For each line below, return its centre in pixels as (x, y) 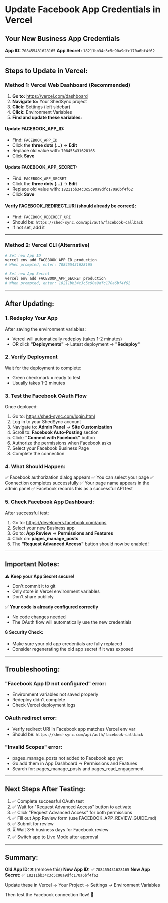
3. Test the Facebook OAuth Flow (46, 396)
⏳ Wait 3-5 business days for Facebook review (60, 829)
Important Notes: (32, 564)
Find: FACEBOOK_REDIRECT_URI (42, 217)
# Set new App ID (23, 256)
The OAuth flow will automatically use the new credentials (72, 622)
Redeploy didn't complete (39, 700)
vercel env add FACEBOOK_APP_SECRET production (56, 279)
